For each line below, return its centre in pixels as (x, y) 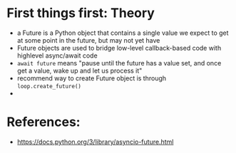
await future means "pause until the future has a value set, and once (119, 63)
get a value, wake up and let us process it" (79, 70)
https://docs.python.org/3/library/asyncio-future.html (95, 142)
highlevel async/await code (57, 56)
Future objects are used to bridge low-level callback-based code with (119, 48)
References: (43, 122)
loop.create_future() (49, 86)
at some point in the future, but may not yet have (88, 40)
